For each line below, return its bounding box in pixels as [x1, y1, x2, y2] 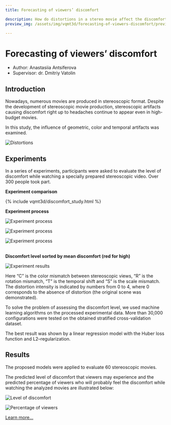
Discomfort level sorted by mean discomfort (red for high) [5, 253, 131, 259]
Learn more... [5, 414, 34, 420]
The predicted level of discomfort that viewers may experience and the [5, 374, 154, 380]
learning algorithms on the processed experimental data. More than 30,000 [5, 309, 163, 316]
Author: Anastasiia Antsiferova [12, 65, 76, 71]
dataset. [5, 320, 23, 326]
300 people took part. [5, 179, 51, 185]
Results [5, 351, 30, 359]
